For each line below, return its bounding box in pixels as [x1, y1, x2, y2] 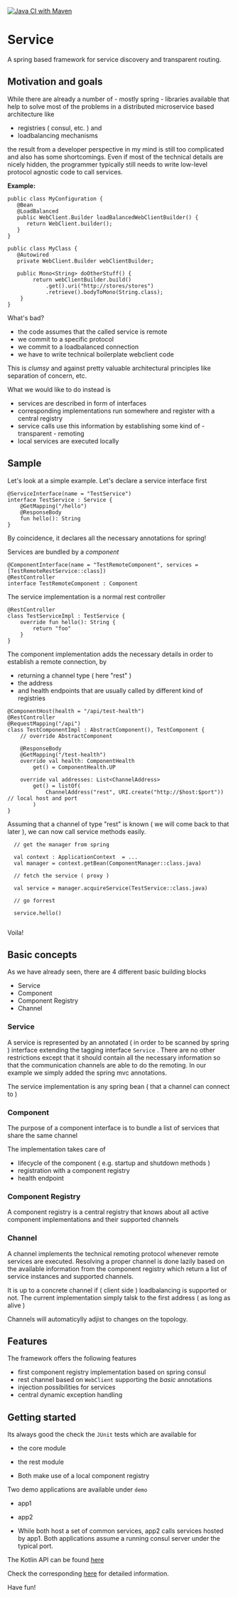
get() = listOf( [33, 782, 81, 789]
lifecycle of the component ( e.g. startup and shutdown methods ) [17, 1159, 211, 1167]
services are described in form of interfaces [17, 399, 147, 407]
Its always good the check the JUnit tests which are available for [7, 1430, 197, 1439]
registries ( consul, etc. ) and [17, 123, 102, 132]
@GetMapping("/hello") [20, 502, 87, 510]
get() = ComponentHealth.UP [33, 764, 116, 771]
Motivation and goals [7, 75, 103, 88]
